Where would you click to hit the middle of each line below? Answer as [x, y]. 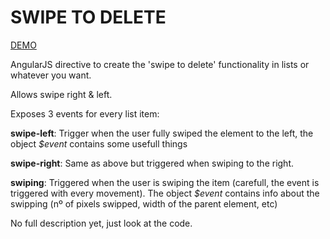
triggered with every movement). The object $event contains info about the [165, 193]
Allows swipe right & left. [61, 94]
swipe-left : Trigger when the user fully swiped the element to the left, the [162, 133]
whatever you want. [51, 75]
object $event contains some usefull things [99, 143]
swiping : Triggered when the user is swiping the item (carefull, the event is [165, 182]
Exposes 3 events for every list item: [85, 113]
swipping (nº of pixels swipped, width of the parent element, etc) [144, 203]
